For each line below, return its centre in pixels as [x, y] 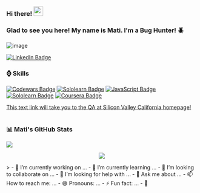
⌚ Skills [18, 74]
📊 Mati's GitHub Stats [39, 129]
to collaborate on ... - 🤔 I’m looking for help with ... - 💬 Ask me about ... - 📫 [100, 174]
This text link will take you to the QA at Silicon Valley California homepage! [99, 107]
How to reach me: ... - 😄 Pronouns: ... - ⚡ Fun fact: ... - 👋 [77, 183]
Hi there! [19, 13]
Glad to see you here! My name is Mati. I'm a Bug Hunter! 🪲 [95, 30]
